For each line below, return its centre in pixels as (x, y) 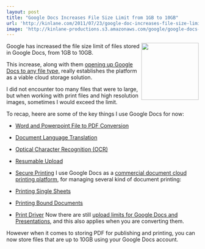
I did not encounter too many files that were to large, (72, 89)
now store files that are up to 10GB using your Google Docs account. (92, 240)
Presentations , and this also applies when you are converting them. (99, 221)
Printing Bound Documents (49, 203)
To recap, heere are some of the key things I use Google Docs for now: (95, 114)
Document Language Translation (56, 138)
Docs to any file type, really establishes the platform (72, 71)
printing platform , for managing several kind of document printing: (98, 180)
